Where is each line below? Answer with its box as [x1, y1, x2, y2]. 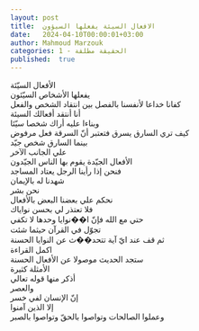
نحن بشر [10, 185, 40, 195]
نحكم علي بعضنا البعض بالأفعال [10, 194, 113, 205]
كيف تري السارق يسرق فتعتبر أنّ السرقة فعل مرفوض [10, 128, 190, 138]
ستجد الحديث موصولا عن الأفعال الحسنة [10, 254, 144, 264]
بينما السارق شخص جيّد [10, 137, 88, 148]
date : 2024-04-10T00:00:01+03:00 [10, 30, 144, 39]
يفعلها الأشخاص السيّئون [10, 89, 91, 100]
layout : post [10, 13, 59, 22]
